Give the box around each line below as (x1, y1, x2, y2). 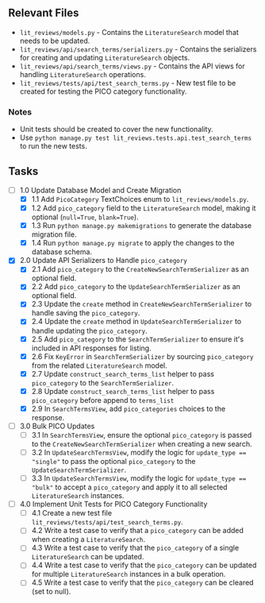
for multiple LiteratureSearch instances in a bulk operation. (31, 570, 226, 579)
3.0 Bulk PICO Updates (19, 421, 95, 431)
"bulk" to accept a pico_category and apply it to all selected (31, 482, 228, 492)
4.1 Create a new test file (31, 508, 113, 518)
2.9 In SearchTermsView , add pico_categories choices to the (31, 404, 226, 413)
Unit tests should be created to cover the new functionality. (19, 125, 213, 134)
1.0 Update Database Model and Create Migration (19, 185, 182, 195)
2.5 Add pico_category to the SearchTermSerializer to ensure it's (31, 334, 244, 344)
